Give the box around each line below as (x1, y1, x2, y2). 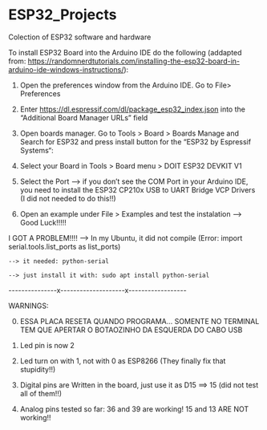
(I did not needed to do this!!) (19, 193, 116, 203)
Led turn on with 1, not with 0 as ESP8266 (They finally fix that (19, 355, 226, 366)
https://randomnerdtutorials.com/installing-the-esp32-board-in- (27, 56, 241, 66)
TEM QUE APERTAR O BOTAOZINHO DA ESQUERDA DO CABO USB (19, 325, 243, 335)
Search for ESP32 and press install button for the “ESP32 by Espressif (19, 136, 251, 146)
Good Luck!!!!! (19, 217, 67, 227)
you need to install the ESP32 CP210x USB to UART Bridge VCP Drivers (19, 185, 256, 194)
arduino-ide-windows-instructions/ (8, 64, 124, 74)
